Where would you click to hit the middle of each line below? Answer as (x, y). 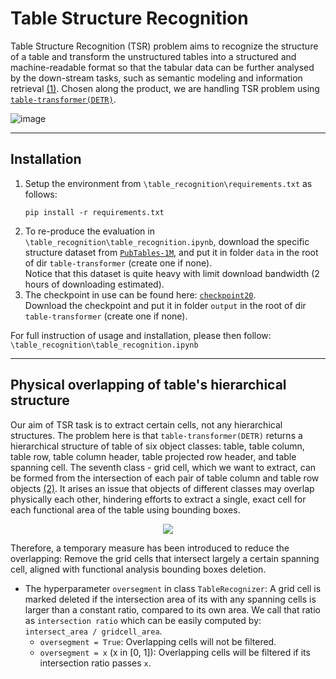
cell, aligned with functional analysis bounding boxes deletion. (138, 569)
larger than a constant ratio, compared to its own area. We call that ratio (172, 609)
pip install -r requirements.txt (94, 212)
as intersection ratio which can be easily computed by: (143, 620)
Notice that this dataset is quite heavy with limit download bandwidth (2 (172, 273)
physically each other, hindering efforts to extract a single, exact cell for (158, 499)
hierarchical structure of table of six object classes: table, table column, (157, 446)
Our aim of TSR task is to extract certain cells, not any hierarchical (146, 424)
